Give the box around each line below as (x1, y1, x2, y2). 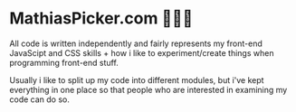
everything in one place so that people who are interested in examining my (9, 84, 288, 95)
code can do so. (9, 94, 70, 105)
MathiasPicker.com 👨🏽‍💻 (9, 8, 194, 29)
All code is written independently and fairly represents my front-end (9, 38, 263, 49)
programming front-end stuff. (9, 57, 119, 68)
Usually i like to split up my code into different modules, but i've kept (9, 74, 264, 85)
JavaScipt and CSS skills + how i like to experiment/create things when (9, 47, 274, 58)
